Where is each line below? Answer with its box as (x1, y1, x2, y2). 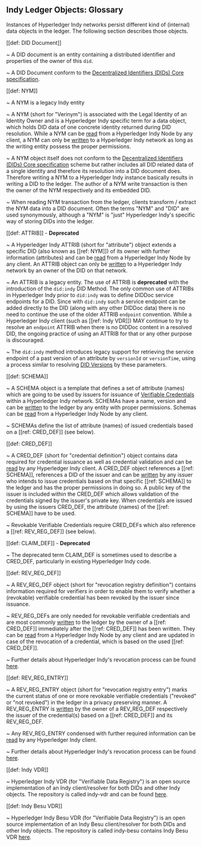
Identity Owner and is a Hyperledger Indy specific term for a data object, (6, 117, 187, 124)
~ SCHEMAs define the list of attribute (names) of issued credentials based (6, 422, 194, 429)
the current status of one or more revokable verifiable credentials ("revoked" (6, 692, 197, 700)
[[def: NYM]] (6, 87, 38, 94)
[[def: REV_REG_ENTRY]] (6, 674, 68, 681)
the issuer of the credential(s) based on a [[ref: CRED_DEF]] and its (6, 711, 173, 719)
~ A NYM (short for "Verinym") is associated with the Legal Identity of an (6, 110, 187, 117)
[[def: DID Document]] (6, 39, 62, 46)
